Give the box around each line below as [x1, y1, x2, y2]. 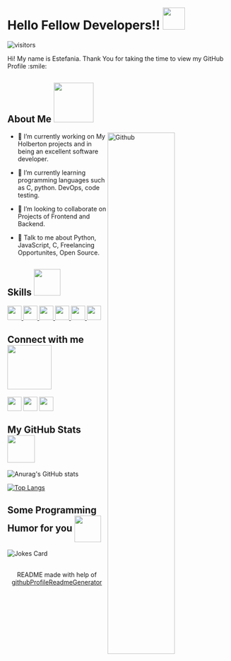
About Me [7, 113, 52, 125]
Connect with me [7, 333, 85, 346]
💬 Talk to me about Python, [17, 233, 97, 242]
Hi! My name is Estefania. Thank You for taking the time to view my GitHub [7, 54, 224, 63]
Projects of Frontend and [17, 212, 90, 221]
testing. [17, 191, 40, 199]
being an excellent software [17, 147, 99, 156]
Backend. [17, 219, 46, 228]
